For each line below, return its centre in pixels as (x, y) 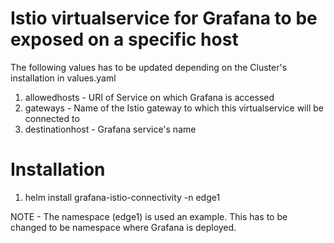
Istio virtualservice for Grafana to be (164, 18)
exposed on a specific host (124, 39)
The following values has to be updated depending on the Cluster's (149, 67)
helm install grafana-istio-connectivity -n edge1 (122, 197)
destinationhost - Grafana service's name (110, 129)
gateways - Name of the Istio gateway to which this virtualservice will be (174, 108)
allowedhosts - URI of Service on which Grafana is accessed (149, 97)
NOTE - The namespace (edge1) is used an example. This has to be (149, 216)
